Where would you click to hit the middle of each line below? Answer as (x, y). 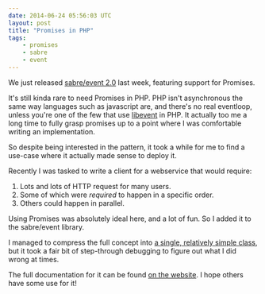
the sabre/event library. (46, 226)
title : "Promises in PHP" (51, 30)
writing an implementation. (52, 131)
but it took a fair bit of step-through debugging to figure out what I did (122, 250)
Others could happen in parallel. (72, 203)
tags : (17, 38)
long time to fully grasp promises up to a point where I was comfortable (125, 123)
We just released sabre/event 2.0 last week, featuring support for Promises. (132, 82)
